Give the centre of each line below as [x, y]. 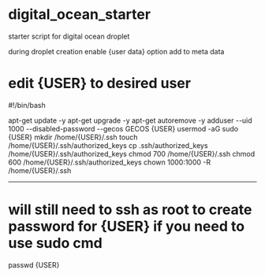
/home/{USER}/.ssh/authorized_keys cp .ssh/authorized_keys [108, 145]
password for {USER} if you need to [127, 227]
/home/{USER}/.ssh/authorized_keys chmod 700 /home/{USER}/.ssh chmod [132, 153]
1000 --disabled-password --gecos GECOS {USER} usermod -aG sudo [123, 128]
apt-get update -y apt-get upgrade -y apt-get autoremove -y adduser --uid [130, 120]
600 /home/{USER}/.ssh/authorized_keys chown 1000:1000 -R [110, 162]
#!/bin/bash [27, 105]
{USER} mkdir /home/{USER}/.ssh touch [73, 137]
